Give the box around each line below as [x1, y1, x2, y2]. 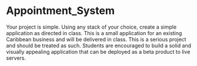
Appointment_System [6, 4, 115, 18]
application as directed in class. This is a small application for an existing [6, 29, 182, 36]
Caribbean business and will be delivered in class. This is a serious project [6, 36, 186, 43]
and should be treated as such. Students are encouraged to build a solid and [6, 42, 192, 49]
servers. [6, 54, 26, 61]
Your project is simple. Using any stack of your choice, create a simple [6, 23, 177, 30]
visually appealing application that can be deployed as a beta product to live [6, 48, 191, 55]
